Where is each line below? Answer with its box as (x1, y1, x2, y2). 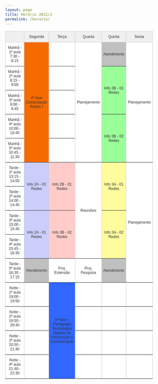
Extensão (54, 270, 70, 275)
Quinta (108, 34, 120, 39)
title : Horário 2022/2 (5, 12, 52, 17)
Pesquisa (80, 270, 96, 275)
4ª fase (30, 95, 42, 100)
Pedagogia (53, 322, 71, 327)
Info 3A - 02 (104, 230, 124, 235)
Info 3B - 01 (104, 85, 124, 90)
